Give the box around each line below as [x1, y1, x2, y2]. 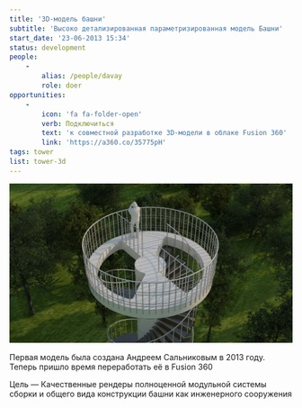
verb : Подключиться [41, 119, 115, 128]
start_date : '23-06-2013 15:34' [9, 33, 130, 42]
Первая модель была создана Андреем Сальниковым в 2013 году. [9, 352, 265, 363]
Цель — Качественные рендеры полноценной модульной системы [9, 379, 267, 390]
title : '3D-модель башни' [9, 14, 106, 23]
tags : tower [9, 148, 54, 157]
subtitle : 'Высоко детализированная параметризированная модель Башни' [9, 23, 283, 33]
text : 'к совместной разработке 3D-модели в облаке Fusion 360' [41, 129, 288, 138]
